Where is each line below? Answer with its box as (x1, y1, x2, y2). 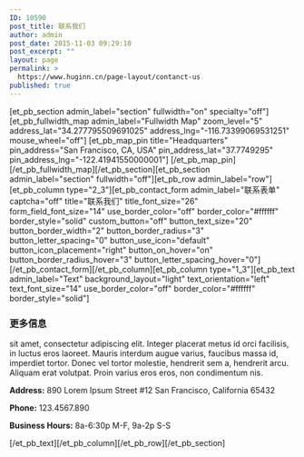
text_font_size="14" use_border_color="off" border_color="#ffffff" (9, 283, 256, 293)
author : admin (9, 30, 64, 39)
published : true (9, 81, 71, 90)
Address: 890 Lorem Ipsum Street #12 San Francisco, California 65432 (9, 384, 275, 395)
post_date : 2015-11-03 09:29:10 (9, 38, 132, 48)
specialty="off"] (209, 105, 270, 116)
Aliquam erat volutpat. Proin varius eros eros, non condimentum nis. (9, 367, 263, 378)
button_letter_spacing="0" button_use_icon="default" (9, 234, 211, 245)
